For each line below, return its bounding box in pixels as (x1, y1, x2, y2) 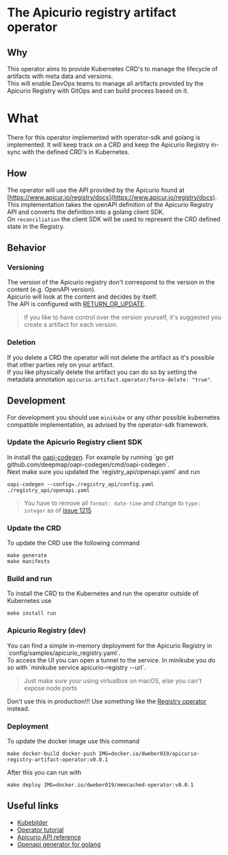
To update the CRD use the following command (7, 539, 140, 547)
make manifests (7, 558, 51, 565)
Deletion (7, 338, 36, 347)
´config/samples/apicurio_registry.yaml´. (7, 649, 121, 657)
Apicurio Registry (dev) (7, 625, 87, 635)
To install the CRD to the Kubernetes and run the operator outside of (7, 589, 199, 597)
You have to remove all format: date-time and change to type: (23, 499, 201, 507)
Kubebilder (16, 818, 48, 826)
